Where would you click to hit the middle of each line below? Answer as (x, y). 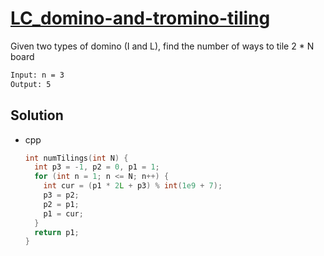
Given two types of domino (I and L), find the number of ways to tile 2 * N (162, 46)
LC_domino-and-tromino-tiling (140, 18)
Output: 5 (31, 84)
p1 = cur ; (63, 213)
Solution (37, 115)
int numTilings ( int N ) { (76, 158)
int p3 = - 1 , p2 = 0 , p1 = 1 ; (97, 167)
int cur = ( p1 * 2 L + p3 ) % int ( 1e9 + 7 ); (133, 186)
